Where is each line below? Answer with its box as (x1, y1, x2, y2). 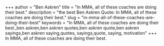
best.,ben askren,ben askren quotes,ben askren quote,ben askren (5, 25, 139, 31)
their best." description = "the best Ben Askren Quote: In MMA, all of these (5, 9, 157, 15)
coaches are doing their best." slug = (5, 15, 81, 20)
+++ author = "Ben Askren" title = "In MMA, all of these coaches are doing (5, 4, 157, 10)
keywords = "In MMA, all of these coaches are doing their (41, 20, 159, 25)
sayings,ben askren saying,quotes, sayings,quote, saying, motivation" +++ (5, 30, 157, 36)
